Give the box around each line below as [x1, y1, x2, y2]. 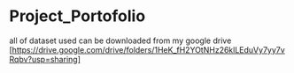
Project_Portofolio [9, 6, 146, 26]
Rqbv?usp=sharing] [9, 54, 81, 64]
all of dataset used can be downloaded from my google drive [9, 35, 232, 46]
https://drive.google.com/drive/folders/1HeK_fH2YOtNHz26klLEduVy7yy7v [12, 44, 285, 55]
